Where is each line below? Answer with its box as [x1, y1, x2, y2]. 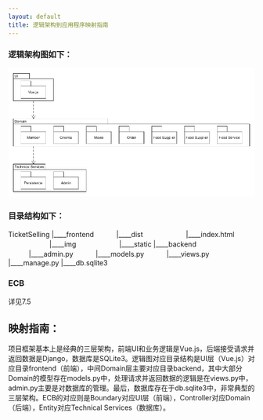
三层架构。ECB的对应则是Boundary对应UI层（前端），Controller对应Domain [8, 393, 250, 403]
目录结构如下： [8, 210, 65, 221]
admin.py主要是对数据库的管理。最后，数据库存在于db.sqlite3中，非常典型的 [8, 383, 255, 393]
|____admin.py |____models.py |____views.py [28, 250, 210, 259]
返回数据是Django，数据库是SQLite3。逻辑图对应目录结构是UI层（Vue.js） [8, 354, 248, 363]
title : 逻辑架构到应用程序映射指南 [8, 20, 109, 29]
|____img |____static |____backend [49, 239, 197, 249]
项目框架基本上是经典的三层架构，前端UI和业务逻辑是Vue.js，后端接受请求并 [8, 344, 255, 353]
